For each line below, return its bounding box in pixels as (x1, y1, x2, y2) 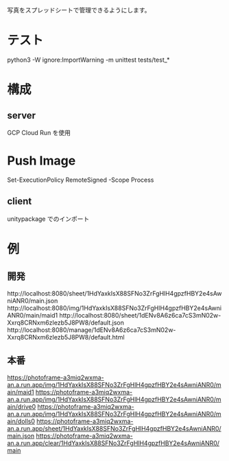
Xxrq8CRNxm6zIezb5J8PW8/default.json (7, 318, 125, 327)
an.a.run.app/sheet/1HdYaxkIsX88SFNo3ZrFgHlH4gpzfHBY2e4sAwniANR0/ (7, 424, 221, 432)
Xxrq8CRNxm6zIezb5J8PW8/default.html (7, 333, 125, 341)
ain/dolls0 (7, 417, 36, 425)
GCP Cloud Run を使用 (7, 128, 71, 137)
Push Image (7, 153, 76, 169)
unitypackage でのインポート (7, 215, 90, 223)
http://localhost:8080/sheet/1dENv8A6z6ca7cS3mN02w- (59, 311, 221, 319)
